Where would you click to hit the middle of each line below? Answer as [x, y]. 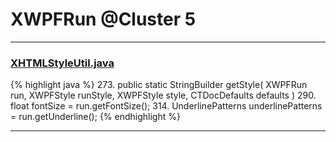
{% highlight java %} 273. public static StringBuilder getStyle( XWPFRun [159, 85]
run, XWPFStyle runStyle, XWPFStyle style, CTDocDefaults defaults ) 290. [163, 95]
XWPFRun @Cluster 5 [103, 19]
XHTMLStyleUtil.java [62, 63]
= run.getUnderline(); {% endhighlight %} [95, 117]
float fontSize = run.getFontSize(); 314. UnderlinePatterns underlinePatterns [166, 106]
